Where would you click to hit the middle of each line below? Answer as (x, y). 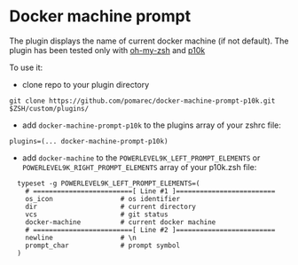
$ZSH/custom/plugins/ (49, 108)
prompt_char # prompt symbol (102, 246)
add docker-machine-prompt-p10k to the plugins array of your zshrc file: (151, 125)
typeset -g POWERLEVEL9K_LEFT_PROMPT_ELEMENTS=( (109, 183)
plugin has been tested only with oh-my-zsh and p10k (107, 50)
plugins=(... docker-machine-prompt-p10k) (89, 141)
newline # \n (81, 238)
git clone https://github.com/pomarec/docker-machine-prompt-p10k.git (142, 101)
